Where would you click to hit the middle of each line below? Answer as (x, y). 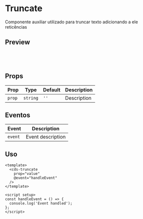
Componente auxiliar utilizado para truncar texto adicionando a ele (71, 22)
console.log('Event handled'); (41, 203)
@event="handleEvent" (35, 178)
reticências (16, 27)
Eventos (18, 115)
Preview (18, 42)
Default (52, 90)
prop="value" (27, 174)
